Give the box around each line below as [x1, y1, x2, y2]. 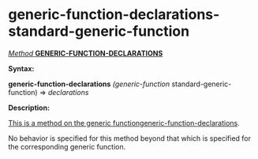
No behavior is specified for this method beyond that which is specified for [8, 133, 251, 143]
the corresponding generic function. [8, 142, 126, 151]
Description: [8, 103, 50, 112]
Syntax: [8, 63, 35, 73]
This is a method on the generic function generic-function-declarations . [8, 118, 241, 127]
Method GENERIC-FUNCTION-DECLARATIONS [8, 48, 163, 58]
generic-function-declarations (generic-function [8, 79, 170, 89]
